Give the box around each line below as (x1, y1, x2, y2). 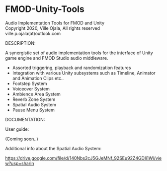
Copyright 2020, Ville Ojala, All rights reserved (5, 25, 100, 31)
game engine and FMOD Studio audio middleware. (5, 55, 108, 61)
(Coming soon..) (5, 136, 38, 142)
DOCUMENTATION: (5, 116, 45, 122)
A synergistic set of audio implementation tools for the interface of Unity (5, 50, 153, 56)
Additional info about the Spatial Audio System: (5, 145, 102, 151)
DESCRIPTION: (5, 40, 36, 46)
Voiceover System (12, 85, 50, 91)
